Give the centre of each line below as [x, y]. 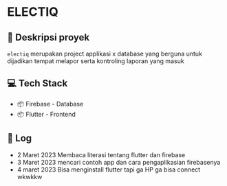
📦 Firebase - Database [50, 104]
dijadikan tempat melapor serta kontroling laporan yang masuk [96, 61]
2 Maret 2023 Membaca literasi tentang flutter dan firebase [101, 154]
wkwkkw [30, 176]
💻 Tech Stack [37, 83]
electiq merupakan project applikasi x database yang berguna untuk [105, 54]
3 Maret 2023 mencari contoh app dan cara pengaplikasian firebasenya [119, 162]
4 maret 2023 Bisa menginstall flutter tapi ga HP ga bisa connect [109, 170]
